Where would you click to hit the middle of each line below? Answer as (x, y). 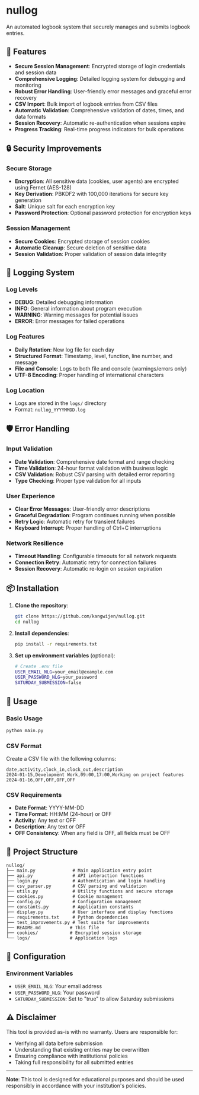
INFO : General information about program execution (78, 309)
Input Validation (30, 449)
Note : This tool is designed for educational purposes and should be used (95, 1079)
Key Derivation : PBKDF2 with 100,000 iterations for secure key (92, 194)
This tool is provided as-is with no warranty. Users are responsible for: (92, 1031)
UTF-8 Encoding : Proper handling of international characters (89, 375)
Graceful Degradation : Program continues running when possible (95, 515)
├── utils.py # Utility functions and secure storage (90, 891)
